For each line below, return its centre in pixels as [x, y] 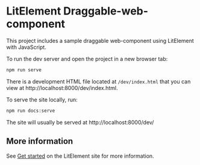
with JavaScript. [26, 47]
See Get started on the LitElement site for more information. [80, 156]
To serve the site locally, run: [42, 99]
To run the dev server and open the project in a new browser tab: [87, 59]
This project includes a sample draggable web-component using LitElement [100, 40]
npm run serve [24, 70]
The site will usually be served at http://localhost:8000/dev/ [80, 122]
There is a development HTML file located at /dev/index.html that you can [98, 81]
